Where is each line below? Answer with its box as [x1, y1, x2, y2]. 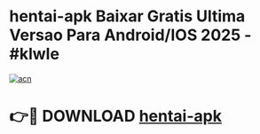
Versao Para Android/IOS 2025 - [9, 25, 252, 45]
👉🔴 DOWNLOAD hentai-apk [9, 106, 222, 126]
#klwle [9, 44, 60, 64]
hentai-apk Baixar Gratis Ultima [9, 6, 246, 27]
